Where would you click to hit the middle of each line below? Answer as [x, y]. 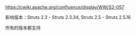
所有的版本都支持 [23, 28]
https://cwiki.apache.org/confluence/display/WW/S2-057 [65, 7]
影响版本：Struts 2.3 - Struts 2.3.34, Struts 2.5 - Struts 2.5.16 [68, 17]
